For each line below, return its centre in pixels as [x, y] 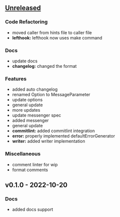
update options [27, 100]
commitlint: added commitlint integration [53, 131]
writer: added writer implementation [49, 141]
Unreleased [23, 8]
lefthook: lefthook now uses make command [57, 38]
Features [16, 79]
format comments [30, 170]
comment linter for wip [35, 164]
